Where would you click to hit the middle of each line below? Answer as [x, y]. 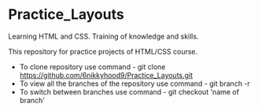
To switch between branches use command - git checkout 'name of [129, 91]
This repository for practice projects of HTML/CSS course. [103, 51]
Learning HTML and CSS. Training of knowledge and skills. [103, 36]
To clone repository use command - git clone [92, 67]
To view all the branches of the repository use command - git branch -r [135, 83]
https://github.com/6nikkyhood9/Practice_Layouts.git [106, 75]
